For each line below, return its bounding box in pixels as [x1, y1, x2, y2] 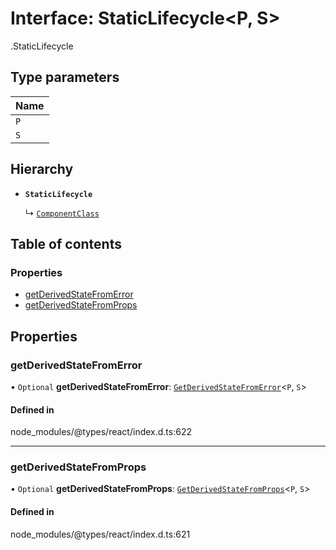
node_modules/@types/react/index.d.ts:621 [10, 528, 191, 540]
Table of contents [10, 235, 122, 252]
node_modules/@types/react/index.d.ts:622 [10, 426, 192, 438]
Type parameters [10, 69, 120, 86]
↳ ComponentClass [24, 207, 100, 219]
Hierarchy [10, 161, 74, 178]
